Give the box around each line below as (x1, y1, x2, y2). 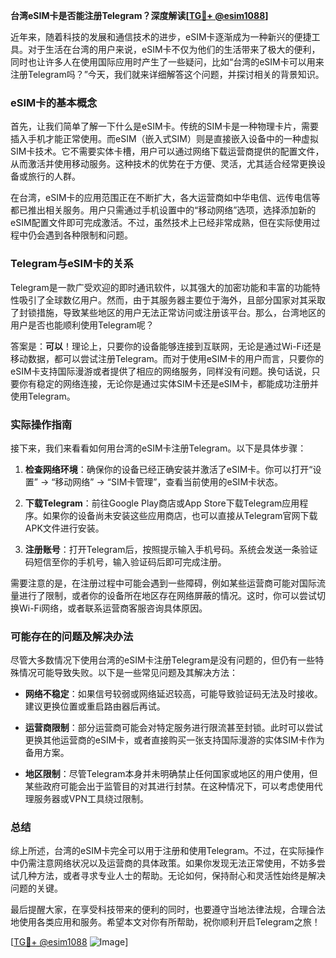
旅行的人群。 (27, 170, 81, 183)
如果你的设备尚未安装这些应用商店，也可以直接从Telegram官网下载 (42, 509, 318, 521)
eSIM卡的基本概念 (10, 95, 98, 109)
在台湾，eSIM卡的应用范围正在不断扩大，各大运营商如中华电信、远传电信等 (10, 192, 321, 204)
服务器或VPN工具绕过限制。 (33, 793, 149, 805)
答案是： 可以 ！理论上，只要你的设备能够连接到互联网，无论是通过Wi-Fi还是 (10, 340, 322, 352)
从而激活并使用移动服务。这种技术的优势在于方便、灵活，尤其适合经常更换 (10, 158, 317, 170)
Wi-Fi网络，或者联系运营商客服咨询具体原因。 (18, 602, 208, 614)
